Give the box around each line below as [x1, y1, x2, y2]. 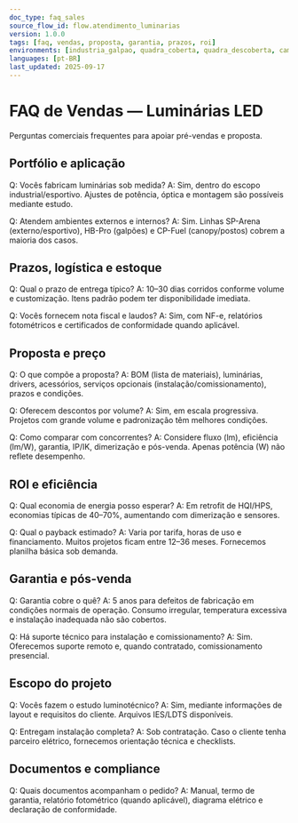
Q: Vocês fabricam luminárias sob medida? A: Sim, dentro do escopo [9, 180, 261, 190]
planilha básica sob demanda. [9, 546, 119, 556]
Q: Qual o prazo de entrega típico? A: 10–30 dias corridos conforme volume [9, 284, 285, 294]
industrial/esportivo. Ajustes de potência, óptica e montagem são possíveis [9, 188, 284, 200]
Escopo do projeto [9, 676, 113, 691]
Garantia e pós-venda [9, 571, 132, 587]
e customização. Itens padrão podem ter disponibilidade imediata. [9, 293, 251, 304]
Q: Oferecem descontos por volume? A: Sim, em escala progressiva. [9, 405, 259, 416]
